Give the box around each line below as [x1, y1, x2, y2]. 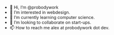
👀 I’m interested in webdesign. [9, 9, 70, 15]
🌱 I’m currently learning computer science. [9, 15, 95, 20]
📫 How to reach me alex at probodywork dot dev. [9, 25, 110, 30]
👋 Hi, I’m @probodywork [9, 5, 59, 10]
